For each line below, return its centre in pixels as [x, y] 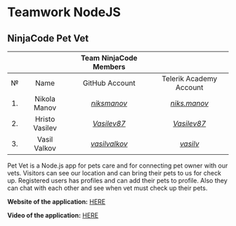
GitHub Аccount [109, 83]
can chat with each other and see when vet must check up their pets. [107, 188]
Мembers [109, 67]
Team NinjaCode [109, 58]
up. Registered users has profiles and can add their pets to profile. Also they [117, 181]
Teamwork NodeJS [64, 12]
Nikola [45, 99]
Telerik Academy [189, 79]
